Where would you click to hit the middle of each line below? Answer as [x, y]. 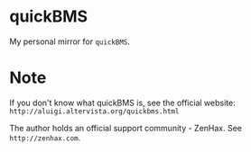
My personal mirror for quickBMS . [70, 41]
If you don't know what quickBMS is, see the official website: [123, 103]
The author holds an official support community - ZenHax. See [125, 128]
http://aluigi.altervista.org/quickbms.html [94, 111]
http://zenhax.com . [45, 138]
